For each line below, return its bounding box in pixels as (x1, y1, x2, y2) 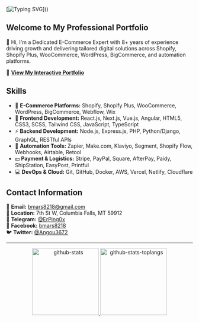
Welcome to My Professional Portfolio (6, 23, 149, 33)
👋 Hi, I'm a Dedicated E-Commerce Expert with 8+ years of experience (6, 39, 179, 46)
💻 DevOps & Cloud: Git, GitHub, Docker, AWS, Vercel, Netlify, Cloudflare (14, 168, 193, 175)
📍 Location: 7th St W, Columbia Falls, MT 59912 (6, 209, 123, 216)
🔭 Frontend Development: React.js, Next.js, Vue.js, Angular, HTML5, (14, 114, 182, 122)
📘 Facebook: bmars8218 (6, 222, 66, 229)
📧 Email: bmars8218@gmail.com (6, 203, 86, 211)
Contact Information (6, 187, 83, 198)
